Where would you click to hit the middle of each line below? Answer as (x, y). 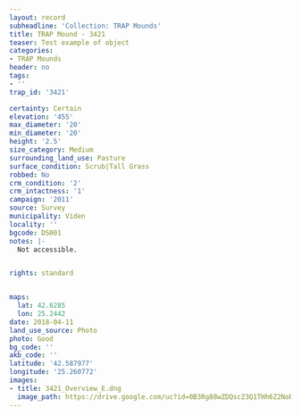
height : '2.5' (36, 142)
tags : (19, 76)
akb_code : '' (33, 355)
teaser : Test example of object (69, 42)
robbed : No (29, 175)
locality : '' (33, 224)
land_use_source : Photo (54, 330)
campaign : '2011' (42, 200)
